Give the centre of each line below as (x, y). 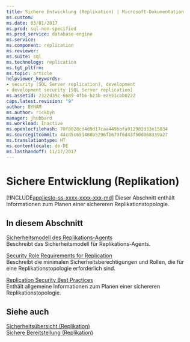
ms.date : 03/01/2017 (32, 23)
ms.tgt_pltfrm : (25, 68)
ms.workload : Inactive (35, 124)
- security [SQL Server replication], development (71, 85)
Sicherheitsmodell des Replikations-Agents (60, 237)
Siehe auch (28, 312)
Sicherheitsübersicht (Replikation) (48, 326)
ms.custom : (20, 17)
